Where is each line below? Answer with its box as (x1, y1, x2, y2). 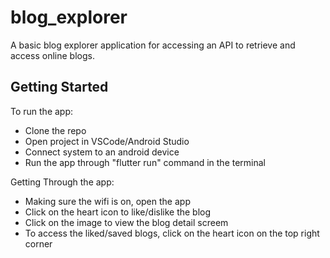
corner (24, 237, 53, 250)
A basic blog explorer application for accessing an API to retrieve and (10, 39, 296, 51)
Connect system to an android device (24, 146, 180, 158)
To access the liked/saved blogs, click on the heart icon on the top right (24, 227, 320, 239)
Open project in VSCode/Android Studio (24, 135, 190, 147)
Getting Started (10, 79, 109, 96)
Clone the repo (24, 124, 87, 136)
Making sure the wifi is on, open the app (24, 195, 191, 207)
